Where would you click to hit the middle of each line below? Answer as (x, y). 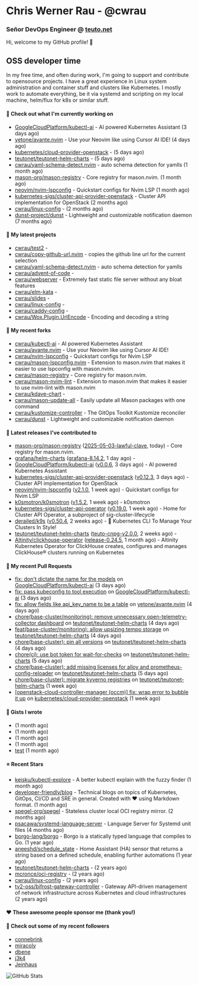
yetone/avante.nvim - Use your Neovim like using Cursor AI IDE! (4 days (102, 140)
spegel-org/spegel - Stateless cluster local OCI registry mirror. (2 (94, 811)
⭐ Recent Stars (25, 764)
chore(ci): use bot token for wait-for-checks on (72, 654)
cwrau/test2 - (31, 248)
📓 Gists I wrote (24, 712)
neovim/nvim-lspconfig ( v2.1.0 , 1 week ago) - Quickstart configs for (97, 490)
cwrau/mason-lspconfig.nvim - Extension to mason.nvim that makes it (100, 362)
